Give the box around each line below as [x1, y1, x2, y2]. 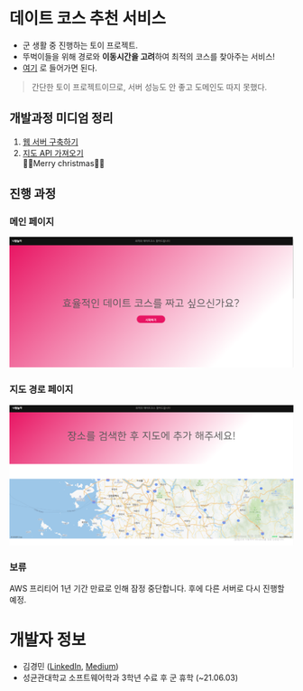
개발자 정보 [9, 630, 87, 650]
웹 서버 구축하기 [22, 136, 78, 147]
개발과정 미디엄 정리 [9, 110, 114, 126]
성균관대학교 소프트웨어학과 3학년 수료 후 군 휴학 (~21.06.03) [22, 672, 239, 683]
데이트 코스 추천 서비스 [9, 8, 167, 29]
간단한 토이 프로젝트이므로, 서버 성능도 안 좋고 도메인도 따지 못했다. [31, 81, 268, 92]
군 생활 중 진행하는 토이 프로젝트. [22, 40, 138, 51]
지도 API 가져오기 [22, 147, 84, 158]
